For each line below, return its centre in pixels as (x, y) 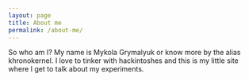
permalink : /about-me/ (46, 30)
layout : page (30, 15)
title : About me (35, 23)
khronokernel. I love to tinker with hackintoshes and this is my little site (124, 61)
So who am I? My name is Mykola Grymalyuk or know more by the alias (125, 53)
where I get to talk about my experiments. (76, 69)
